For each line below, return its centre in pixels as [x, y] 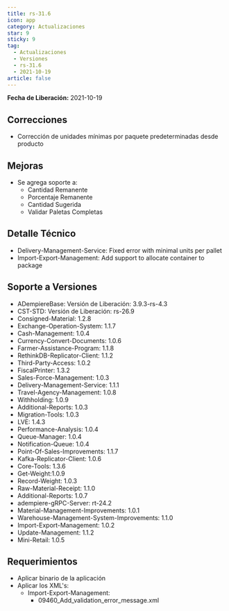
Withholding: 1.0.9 [43, 399]
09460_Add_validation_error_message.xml [99, 601]
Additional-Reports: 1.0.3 [52, 407]
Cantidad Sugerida [54, 204]
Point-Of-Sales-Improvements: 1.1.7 [68, 451]
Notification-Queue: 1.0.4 [53, 444]
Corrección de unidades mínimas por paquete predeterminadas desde [118, 137]
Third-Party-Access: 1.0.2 [54, 362]
